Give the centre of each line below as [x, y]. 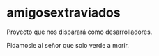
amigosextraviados [63, 13]
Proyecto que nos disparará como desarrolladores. [79, 32]
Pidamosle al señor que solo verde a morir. [68, 45]
